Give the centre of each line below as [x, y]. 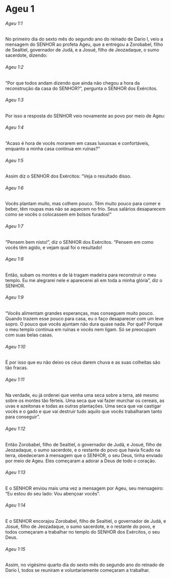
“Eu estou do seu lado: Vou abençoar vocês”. [53, 493]
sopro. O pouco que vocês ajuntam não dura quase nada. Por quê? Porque [84, 324]
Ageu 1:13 [15, 472]
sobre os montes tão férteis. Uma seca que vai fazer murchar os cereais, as [85, 400]
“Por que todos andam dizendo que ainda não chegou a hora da [73, 83]
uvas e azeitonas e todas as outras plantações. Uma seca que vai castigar [83, 406]
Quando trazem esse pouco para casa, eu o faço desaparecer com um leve [85, 319]
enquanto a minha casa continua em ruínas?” [53, 149]
